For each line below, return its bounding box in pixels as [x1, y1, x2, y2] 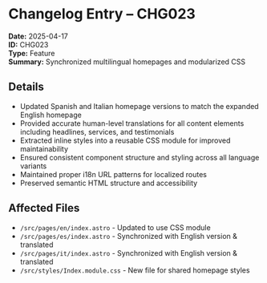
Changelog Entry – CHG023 [8, 5, 196, 23]
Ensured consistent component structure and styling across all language [19, 152, 260, 162]
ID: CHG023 [8, 39, 49, 49]
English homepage [19, 110, 82, 119]
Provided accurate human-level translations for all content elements [19, 118, 245, 128]
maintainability [19, 144, 69, 153]
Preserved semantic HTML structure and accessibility [19, 178, 198, 188]
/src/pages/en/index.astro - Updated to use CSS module [19, 222, 211, 232]
